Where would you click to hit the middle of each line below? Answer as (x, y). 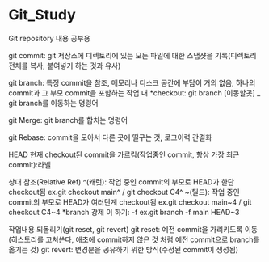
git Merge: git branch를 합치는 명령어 (68, 120)
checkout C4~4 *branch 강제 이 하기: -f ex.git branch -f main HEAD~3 (124, 212)
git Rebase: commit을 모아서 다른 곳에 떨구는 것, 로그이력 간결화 (110, 137)
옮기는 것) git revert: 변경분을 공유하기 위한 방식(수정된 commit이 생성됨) (124, 249)
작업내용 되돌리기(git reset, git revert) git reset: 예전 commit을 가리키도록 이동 (133, 229)
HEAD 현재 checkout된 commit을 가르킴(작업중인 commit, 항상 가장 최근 (124, 154)
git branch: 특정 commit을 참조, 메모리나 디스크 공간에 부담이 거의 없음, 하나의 (132, 82)
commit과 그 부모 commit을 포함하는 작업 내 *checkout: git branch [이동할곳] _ (134, 93)
